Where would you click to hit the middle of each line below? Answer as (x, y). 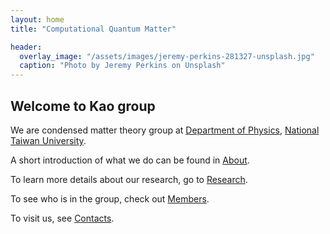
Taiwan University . (48, 140)
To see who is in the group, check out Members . (110, 198)
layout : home (37, 19)
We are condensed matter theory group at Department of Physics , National (165, 130)
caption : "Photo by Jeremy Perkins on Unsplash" (122, 66)
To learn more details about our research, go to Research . (129, 179)
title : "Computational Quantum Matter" (93, 29)
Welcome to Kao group (83, 106)
